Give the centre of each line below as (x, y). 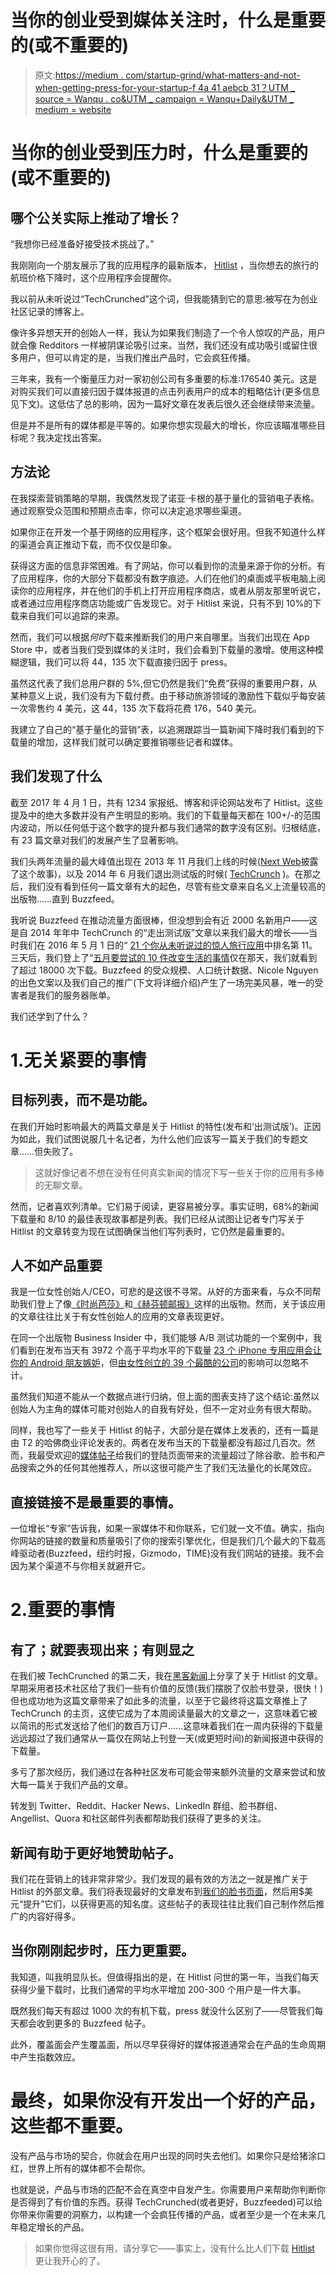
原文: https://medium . (79, 75)
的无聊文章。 (61, 1185)
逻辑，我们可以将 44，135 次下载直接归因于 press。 (125, 662)
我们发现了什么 (56, 776)
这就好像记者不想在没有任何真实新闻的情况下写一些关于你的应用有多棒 (179, 1172)
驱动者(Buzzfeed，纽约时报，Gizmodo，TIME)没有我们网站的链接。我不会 (171, 1553)
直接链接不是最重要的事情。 (96, 1502)
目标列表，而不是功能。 (82, 1100)
